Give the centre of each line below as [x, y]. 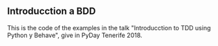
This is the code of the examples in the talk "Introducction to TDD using [109, 27]
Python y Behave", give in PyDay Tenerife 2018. [75, 35]
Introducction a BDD [52, 11]
